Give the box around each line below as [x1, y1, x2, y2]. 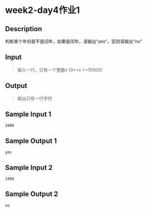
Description [5, 24, 42, 33]
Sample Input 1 [5, 110, 51, 119]
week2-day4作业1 [5, 4, 80, 16]
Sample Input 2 [5, 163, 53, 172]
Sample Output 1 [5, 137, 57, 145]
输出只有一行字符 [17, 95, 52, 101]
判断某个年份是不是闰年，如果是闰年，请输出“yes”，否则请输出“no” [5, 38, 143, 44]
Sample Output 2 [5, 190, 58, 199]
